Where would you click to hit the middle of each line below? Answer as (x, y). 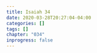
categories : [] (26, 23)
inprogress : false (30, 40)
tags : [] (17, 29)
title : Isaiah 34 (28, 12)
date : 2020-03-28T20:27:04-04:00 (49, 18)
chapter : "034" (26, 35)
